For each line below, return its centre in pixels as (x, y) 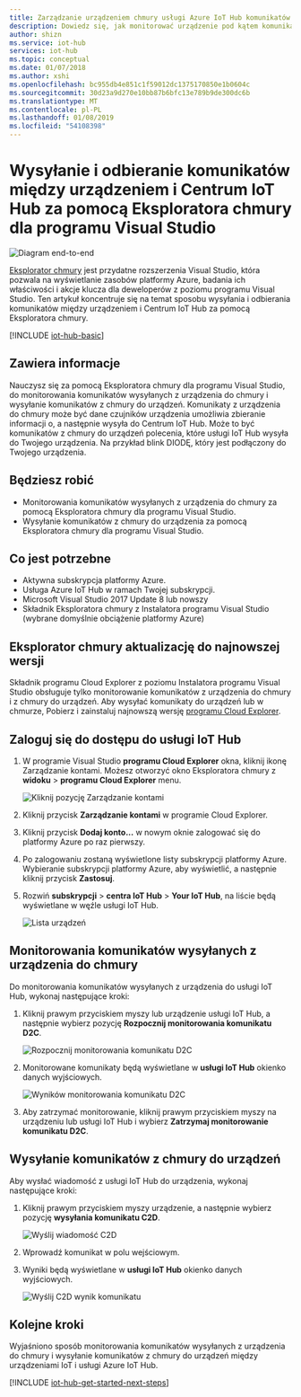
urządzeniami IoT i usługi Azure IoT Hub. (84, 1366)
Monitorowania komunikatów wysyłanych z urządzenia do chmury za (150, 502)
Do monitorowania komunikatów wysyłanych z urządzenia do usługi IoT (141, 986)
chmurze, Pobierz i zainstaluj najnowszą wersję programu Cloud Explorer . (145, 712)
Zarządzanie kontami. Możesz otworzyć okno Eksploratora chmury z (149, 770)
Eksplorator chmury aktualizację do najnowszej (145, 646)
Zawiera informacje (65, 363)
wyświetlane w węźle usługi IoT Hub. (90, 905)
